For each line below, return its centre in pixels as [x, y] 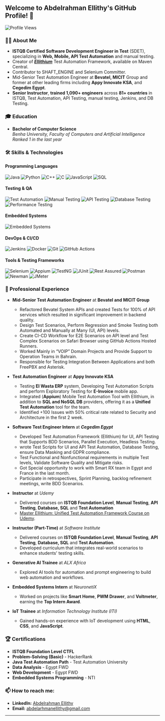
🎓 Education [21, 117]
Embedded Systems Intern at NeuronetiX [55, 587]
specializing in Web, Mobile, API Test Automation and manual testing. [83, 57]
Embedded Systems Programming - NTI [54, 677]
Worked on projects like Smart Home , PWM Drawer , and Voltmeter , [89, 596]
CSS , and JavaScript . [41, 626]
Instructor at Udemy [33, 493]
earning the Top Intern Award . [50, 601]
